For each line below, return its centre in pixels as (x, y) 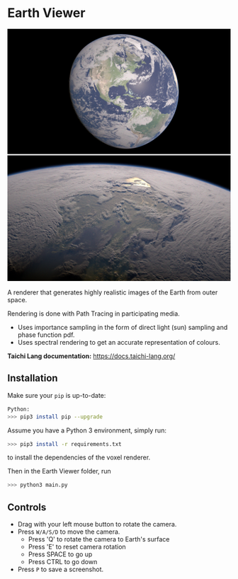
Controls (27, 507)
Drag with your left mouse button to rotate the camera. (97, 524)
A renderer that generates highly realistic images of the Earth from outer (113, 292)
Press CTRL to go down (63, 562)
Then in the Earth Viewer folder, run (59, 471)
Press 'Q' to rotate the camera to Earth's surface (99, 539)
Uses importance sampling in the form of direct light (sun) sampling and (123, 327)
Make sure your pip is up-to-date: (57, 395)
